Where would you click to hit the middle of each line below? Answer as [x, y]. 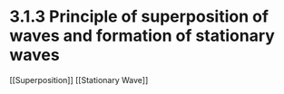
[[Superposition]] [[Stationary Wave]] [79, 80]
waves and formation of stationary [142, 36]
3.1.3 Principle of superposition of [139, 17]
